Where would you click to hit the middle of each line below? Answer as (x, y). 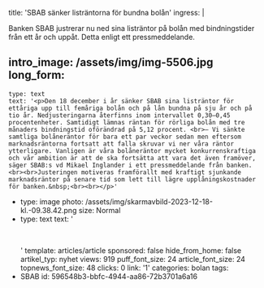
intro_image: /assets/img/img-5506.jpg (111, 62)
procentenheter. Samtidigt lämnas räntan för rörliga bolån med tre (127, 122)
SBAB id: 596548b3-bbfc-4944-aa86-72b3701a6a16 (108, 276)
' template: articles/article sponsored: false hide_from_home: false (131, 250)
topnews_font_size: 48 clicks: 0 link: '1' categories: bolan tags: (124, 268)
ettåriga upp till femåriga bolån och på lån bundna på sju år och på (130, 108)
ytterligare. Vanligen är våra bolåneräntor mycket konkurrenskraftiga (132, 151)
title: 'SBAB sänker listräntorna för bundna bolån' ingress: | (106, 13)
